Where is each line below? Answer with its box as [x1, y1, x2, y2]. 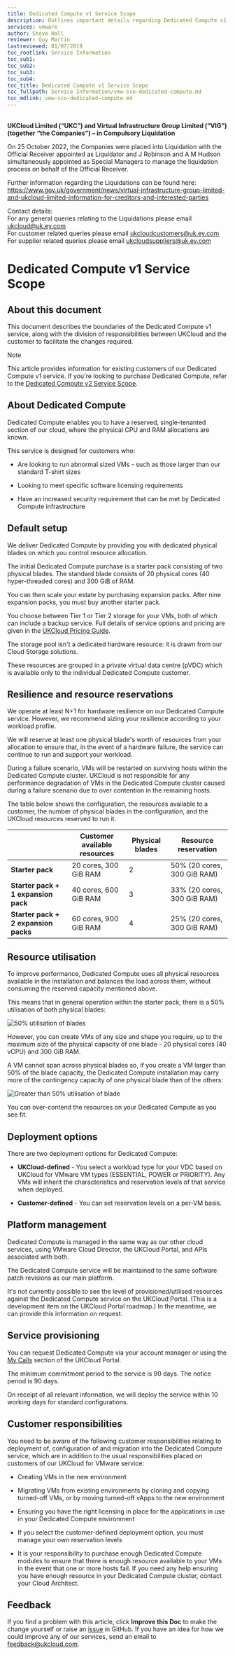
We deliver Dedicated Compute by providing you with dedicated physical [7, 540, 218, 550]
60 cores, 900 [71, 914, 119, 924]
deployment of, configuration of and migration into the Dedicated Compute [7, 1444, 222, 1453]
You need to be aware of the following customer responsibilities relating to [7, 1437, 222, 1445]
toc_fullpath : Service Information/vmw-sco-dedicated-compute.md [7, 88, 201, 95]
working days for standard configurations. [7, 1397, 129, 1406]
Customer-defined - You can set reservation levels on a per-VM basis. [17, 1199, 222, 1208]
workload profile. [7, 722, 57, 730]
